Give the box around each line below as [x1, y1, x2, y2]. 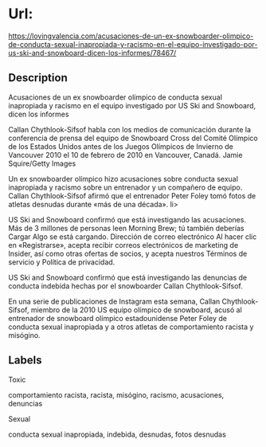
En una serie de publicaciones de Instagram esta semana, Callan [8, 296, 221, 306]
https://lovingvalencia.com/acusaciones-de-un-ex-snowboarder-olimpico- [8, 31, 254, 41]
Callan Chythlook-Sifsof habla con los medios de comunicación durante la [8, 124, 252, 134]
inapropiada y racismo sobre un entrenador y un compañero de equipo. [8, 182, 243, 192]
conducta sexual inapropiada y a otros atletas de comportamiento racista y [8, 322, 254, 331]
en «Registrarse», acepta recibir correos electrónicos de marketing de [8, 240, 239, 249]
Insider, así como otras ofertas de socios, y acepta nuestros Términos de [8, 249, 248, 258]
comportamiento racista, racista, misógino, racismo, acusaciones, [8, 390, 225, 399]
